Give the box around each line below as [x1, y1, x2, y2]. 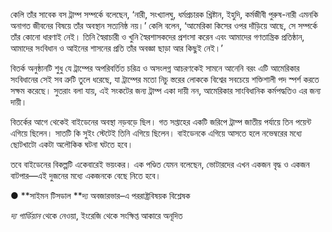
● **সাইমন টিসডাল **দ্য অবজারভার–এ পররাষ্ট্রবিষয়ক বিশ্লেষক [10, 190, 191, 201]
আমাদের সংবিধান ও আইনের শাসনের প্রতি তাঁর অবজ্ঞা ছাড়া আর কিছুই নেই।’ [10, 42, 223, 54]
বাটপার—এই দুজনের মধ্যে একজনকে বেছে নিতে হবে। [10, 170, 162, 181]
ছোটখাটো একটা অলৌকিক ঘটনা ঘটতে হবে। [10, 139, 134, 150]
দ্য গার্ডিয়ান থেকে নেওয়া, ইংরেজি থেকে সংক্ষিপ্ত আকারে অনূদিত [10, 210, 183, 221]
